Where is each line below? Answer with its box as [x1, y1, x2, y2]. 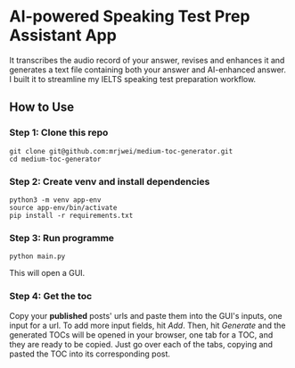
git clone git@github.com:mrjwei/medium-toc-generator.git [9, 146, 234, 155]
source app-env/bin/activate [9, 203, 118, 212]
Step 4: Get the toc [9, 290, 93, 303]
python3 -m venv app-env [9, 195, 102, 205]
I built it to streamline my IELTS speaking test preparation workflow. [9, 73, 257, 84]
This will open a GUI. [9, 268, 86, 279]
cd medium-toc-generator [9, 155, 102, 163]
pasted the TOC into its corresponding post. [9, 348, 171, 359]
